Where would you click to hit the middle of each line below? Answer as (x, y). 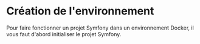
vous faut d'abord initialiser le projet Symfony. (64, 34)
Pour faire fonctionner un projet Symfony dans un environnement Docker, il (100, 28)
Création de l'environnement (80, 11)
